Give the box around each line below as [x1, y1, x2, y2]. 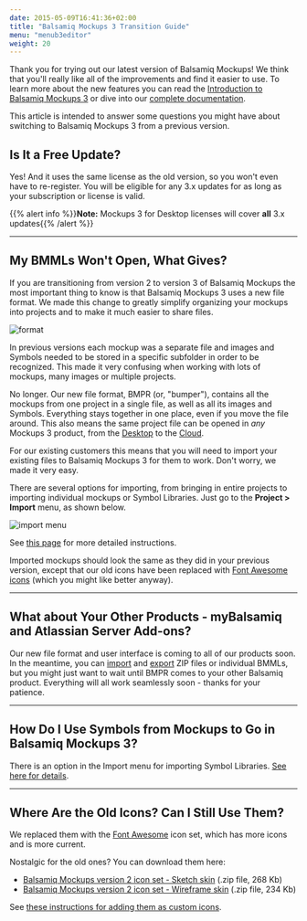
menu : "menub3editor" [9, 30, 92, 39]
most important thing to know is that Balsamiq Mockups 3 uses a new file [9, 287, 285, 298]
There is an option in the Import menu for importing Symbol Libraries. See [9, 760, 287, 771]
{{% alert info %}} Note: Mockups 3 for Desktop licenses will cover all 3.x [9, 208, 285, 219]
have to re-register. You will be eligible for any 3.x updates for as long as [9, 181, 282, 192]
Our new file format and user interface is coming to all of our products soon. [9, 648, 296, 659]
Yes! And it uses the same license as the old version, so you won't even [9, 171, 279, 183]
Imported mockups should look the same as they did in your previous [9, 555, 270, 566]
